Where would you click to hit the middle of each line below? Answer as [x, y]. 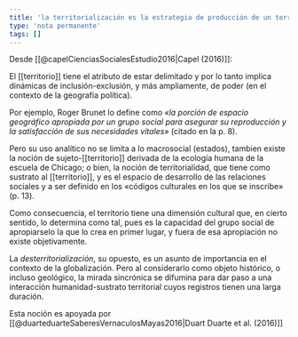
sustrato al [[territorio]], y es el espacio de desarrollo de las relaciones [137, 177]
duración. [27, 297]
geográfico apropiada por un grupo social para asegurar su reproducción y [148, 122]
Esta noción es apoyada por [60, 314]
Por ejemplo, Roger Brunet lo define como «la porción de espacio [129, 113]
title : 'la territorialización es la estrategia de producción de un [141, 17]
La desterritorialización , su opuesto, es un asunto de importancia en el [138, 259]
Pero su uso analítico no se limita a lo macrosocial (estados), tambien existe [147, 148]
